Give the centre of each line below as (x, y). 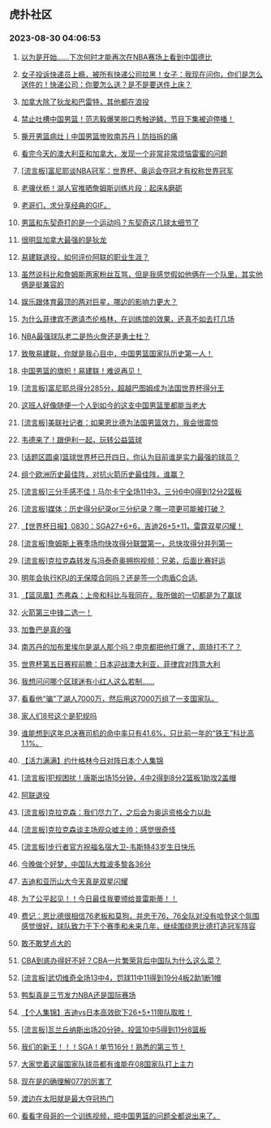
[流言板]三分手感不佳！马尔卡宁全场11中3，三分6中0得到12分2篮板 (131, 491)
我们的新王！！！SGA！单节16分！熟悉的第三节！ (103, 1047)
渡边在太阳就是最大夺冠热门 (67, 1098)
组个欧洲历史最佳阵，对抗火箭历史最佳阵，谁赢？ (103, 474)
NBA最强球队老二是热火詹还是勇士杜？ (86, 336)
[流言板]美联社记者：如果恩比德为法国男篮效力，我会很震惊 (120, 422)
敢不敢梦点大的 (46, 943)
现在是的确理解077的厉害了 (67, 1081)
